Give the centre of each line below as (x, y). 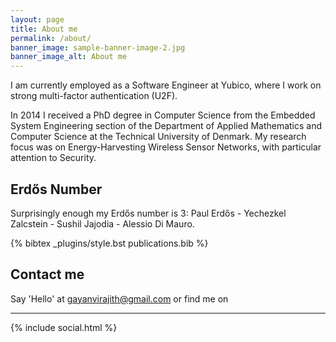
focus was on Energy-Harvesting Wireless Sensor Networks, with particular (166, 147)
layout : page (37, 19)
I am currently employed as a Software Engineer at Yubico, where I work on (166, 85)
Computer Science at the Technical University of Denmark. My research (158, 137)
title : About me (44, 29)
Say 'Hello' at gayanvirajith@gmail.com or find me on (119, 298)
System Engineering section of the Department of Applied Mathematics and (166, 126)
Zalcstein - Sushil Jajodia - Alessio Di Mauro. (102, 223)
